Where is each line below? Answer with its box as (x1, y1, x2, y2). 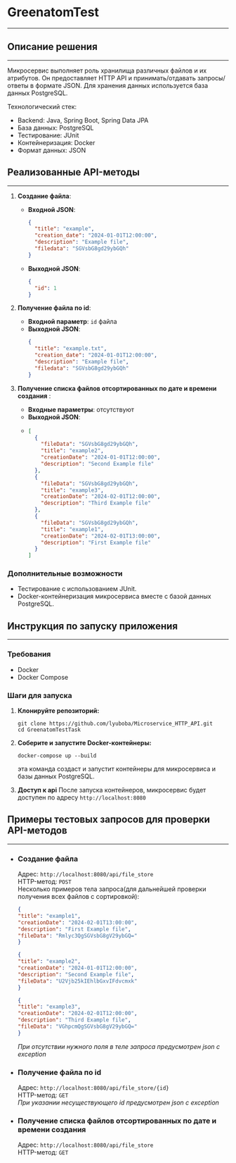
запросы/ (197, 73, 226, 82)
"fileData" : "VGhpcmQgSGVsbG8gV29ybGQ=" (17, 1023, 138, 1030)
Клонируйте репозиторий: (17, 706, 100, 715)
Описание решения (7, 41, 98, 53)
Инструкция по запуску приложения (7, 620, 178, 632)
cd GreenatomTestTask (17, 726, 81, 733)
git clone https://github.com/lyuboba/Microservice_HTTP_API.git (17, 720, 213, 727)
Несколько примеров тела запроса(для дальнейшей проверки (17, 885, 206, 893)
